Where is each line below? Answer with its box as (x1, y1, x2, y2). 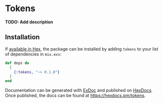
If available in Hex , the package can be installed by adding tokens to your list (5, 46, 159, 51)
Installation (5, 33, 40, 41)
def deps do (5, 60, 29, 66)
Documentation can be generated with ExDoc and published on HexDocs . (5, 87, 153, 93)
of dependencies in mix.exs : (5, 51, 62, 57)
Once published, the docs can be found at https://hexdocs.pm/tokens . (5, 93, 146, 99)
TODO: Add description (5, 19, 54, 25)
